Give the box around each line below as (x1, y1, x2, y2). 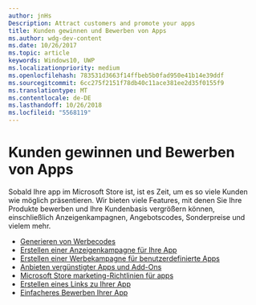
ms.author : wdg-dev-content (8, 34, 103, 43)
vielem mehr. (8, 221, 51, 230)
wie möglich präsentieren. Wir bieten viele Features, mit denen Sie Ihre (8, 195, 242, 205)
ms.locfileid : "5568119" (8, 109, 91, 117)
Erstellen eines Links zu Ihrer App (19, 279, 131, 289)
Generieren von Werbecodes (19, 236, 116, 246)
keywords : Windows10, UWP (8, 57, 95, 65)
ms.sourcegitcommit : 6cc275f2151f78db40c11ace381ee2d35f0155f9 (8, 79, 225, 87)
